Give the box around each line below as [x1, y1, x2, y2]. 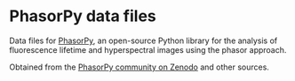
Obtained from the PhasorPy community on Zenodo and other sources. [9, 62, 269, 72]
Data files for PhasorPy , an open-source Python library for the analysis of [9, 35, 278, 46]
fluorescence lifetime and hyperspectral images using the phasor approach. [9, 44, 287, 55]
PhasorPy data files [9, 6, 157, 26]
